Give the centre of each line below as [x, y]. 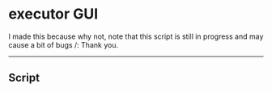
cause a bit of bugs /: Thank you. [64, 44]
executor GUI [53, 14]
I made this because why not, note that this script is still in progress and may [136, 36]
